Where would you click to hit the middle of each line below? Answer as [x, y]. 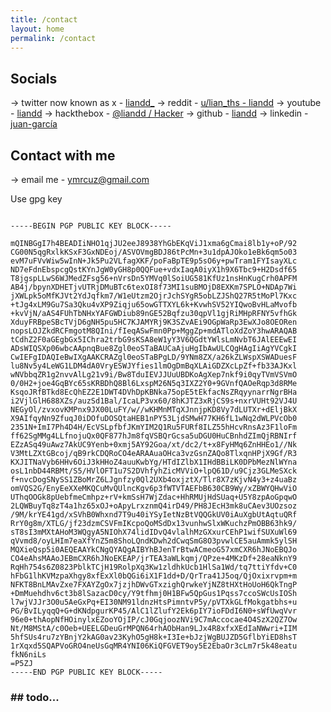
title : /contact [44, 19]
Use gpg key [36, 199]
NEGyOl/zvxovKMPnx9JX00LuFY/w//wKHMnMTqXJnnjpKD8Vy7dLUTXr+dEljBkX [154, 410]
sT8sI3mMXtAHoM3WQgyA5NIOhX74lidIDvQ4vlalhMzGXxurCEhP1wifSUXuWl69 [154, 532]
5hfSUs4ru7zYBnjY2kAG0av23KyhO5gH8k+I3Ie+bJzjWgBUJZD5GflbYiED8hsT [154, 637]
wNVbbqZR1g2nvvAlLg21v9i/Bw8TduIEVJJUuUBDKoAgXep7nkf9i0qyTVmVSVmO [154, 375]
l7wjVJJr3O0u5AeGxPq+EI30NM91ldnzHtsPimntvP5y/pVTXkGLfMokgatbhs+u [154, 602]
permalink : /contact [53, 38]
